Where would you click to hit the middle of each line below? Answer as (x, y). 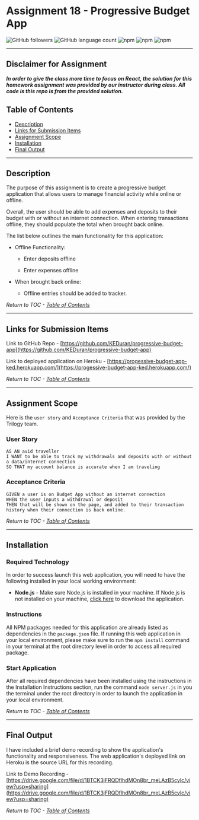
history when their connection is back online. (66, 510)
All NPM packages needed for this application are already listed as (87, 627)
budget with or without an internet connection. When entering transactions (97, 218)
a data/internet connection (41, 462)
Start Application (31, 668)
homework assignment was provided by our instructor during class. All (96, 85)
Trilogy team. (22, 424)
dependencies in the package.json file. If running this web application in (93, 634)
